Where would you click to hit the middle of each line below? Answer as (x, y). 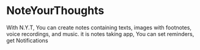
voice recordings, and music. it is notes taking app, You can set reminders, (100, 34)
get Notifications (27, 40)
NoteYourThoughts (55, 11)
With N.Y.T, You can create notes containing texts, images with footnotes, (99, 27)
